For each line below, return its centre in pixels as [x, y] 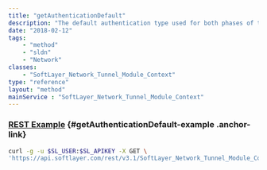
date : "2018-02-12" [41, 30]
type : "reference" [39, 82]
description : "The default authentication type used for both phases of [131, 23]
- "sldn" [37, 52]
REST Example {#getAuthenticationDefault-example [111, 125]
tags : [17, 38]
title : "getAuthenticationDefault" [67, 15]
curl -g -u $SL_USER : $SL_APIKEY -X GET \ [78, 151]
